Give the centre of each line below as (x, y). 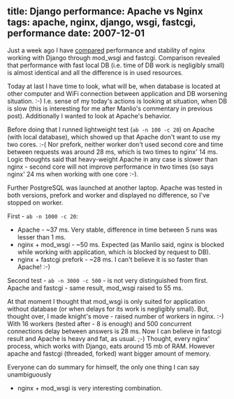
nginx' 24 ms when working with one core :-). (73, 174)
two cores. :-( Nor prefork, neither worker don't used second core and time (115, 144)
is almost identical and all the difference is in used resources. (95, 72)
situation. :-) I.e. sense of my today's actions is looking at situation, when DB (117, 101)
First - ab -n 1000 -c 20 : (43, 216)
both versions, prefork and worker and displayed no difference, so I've (109, 195)
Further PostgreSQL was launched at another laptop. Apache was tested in (115, 188)
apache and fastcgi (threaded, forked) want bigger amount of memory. (109, 353)
